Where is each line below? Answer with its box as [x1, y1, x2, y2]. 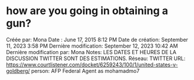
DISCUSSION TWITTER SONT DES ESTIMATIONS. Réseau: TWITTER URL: [6, 55, 186, 62]
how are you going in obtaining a [6, 4, 169, 18]
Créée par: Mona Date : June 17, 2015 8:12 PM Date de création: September [6, 36, 188, 43]
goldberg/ [6, 67, 31, 74]
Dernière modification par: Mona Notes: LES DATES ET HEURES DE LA [6, 48, 177, 55]
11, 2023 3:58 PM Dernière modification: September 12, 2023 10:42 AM [6, 42, 178, 49]
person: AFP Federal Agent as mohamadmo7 [31, 67, 140, 74]
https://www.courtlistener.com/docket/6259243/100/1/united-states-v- [6, 61, 178, 68]
